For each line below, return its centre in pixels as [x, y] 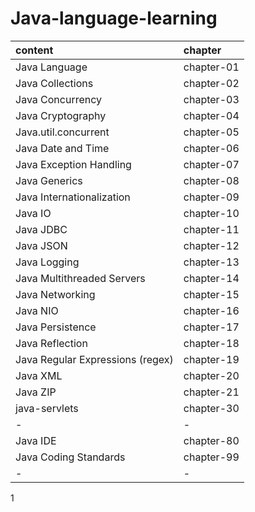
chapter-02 [211, 83]
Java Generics [49, 180]
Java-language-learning [114, 18]
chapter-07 [211, 164]
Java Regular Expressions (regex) [94, 359]
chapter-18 [211, 343]
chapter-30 [211, 408]
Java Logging [47, 262]
